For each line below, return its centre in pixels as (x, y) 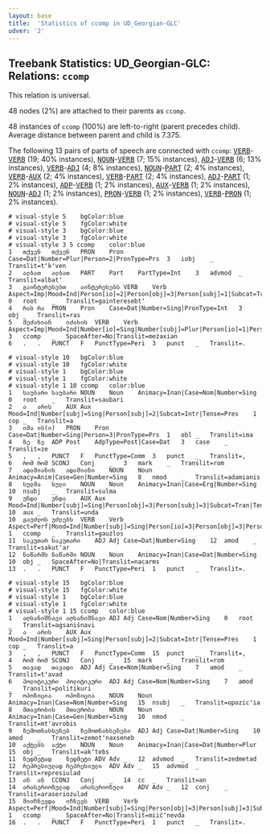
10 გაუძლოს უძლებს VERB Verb (66, 520)
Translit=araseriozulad (48, 795)
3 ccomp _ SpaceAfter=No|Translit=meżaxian (93, 336)
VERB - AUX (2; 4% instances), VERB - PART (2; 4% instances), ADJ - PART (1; (129, 176)
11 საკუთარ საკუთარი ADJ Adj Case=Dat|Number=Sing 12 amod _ (133, 541)
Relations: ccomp (49, 76)
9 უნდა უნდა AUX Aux (57, 499)
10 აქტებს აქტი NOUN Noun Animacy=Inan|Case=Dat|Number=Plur (133, 745)
